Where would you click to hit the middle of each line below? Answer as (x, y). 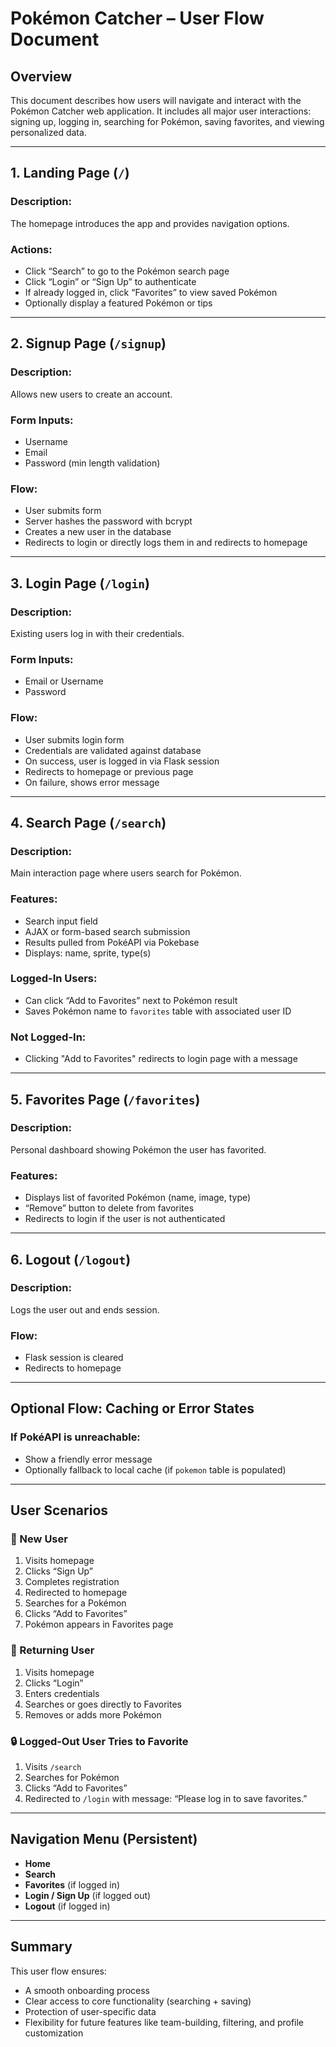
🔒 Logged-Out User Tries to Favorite (99, 1741)
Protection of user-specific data (90, 2011)
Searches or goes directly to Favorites (103, 1704)
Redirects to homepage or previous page (109, 771)
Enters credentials (62, 1693)
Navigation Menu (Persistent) (104, 1839)
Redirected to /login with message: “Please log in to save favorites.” (166, 1799)
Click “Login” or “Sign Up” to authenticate (110, 281)
